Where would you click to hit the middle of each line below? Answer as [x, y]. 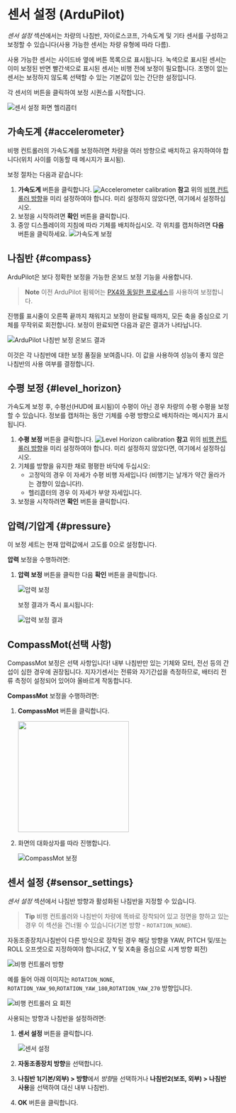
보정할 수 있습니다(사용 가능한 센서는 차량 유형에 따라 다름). [89, 44]
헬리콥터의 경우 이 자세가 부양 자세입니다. [85, 493]
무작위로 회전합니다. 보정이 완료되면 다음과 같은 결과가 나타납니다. [111, 324]
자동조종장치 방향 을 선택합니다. [60, 1063]
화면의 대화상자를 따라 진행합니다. [64, 843]
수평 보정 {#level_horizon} [64, 388]
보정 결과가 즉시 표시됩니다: [56, 605]
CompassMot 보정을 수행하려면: [53, 696]
